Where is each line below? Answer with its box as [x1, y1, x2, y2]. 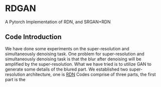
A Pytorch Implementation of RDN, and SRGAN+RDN [5, 19, 111, 25]
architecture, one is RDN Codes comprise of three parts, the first [26, 71, 156, 77]
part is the [5, 76, 26, 82]
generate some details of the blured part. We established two [5, 66, 128, 72]
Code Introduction [5, 33, 62, 41]
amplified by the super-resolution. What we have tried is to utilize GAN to [5, 61, 152, 67]
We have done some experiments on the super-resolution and [5, 45, 129, 51]
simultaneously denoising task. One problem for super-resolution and [5, 51, 145, 57]
